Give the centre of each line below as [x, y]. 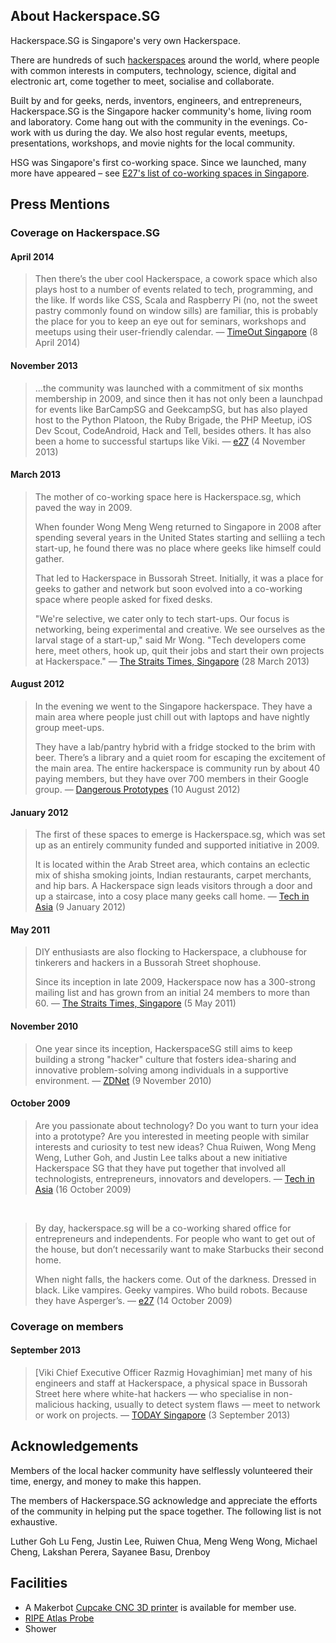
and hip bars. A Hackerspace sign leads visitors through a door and [173, 886]
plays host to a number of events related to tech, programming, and [174, 290]
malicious [54, 1404]
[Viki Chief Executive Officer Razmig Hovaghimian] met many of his [173, 1372]
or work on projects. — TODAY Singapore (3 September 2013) [162, 1415]
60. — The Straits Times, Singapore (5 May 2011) [135, 1003]
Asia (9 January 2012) [80, 907]
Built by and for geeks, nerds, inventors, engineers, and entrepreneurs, [156, 100]
